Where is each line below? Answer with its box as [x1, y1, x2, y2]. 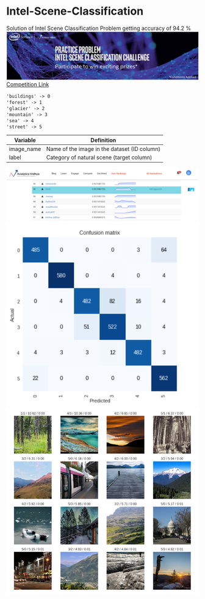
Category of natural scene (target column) [46, 154, 153, 161]
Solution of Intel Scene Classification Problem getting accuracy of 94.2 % [6, 24, 192, 32]
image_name [9, 145, 41, 153]
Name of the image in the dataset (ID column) [46, 145, 160, 153]
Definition [90, 136, 117, 144]
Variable [14, 136, 37, 144]
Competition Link [6, 81, 49, 88]
